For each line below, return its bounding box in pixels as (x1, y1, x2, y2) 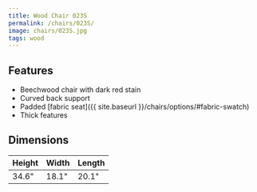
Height (12, 157, 38, 168)
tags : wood (8, 34, 45, 42)
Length (77, 157, 105, 168)
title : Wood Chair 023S (8, 11, 88, 20)
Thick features (19, 110, 68, 120)
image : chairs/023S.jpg (8, 26, 88, 34)
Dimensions (8, 134, 69, 147)
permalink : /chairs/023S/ (8, 19, 94, 27)
